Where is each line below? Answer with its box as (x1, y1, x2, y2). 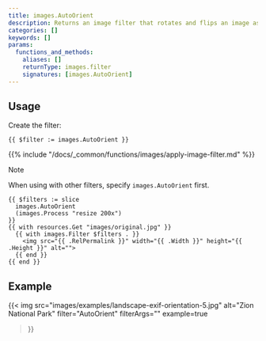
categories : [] (8, 26, 59, 34)
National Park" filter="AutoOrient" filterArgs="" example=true (8, 309, 208, 319)
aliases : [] (22, 56, 62, 64)
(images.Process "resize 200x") (15, 210, 123, 218)
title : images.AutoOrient (8, 11, 93, 20)
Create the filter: (8, 120, 62, 131)
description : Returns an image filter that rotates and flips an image (8, 19, 249, 27)
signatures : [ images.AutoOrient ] (22, 70, 133, 78)
